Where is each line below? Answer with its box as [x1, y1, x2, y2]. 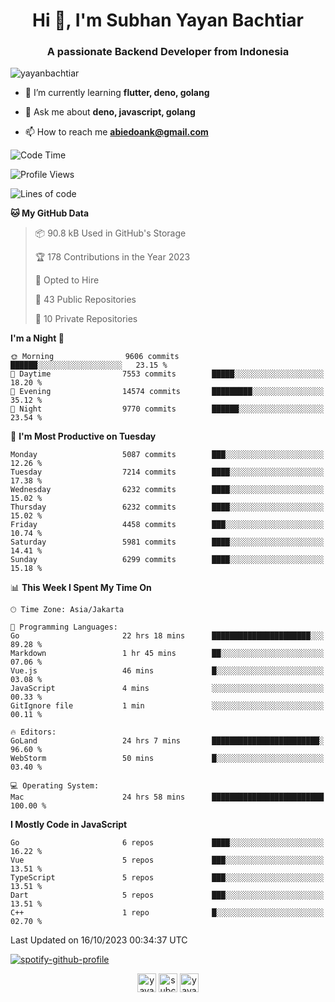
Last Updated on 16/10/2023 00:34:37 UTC [10, 934, 188, 946]
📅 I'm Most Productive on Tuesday [10, 430, 157, 443]
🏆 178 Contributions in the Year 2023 [34, 251, 191, 263]
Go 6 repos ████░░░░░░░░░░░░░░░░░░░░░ [10, 838, 325, 848]
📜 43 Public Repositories [34, 294, 137, 306]
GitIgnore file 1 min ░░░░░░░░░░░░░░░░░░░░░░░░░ [10, 701, 325, 711]
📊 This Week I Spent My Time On [10, 582, 152, 594]
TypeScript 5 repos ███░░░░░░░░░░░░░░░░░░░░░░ [10, 873, 325, 883]
